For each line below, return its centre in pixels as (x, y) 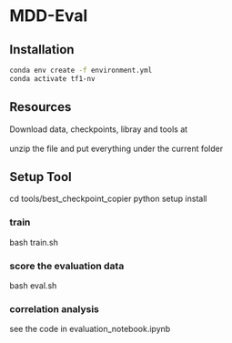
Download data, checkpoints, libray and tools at (99, 129)
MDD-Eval (49, 16)
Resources (40, 107)
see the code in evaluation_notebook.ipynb (90, 329)
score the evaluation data (67, 266)
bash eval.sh (33, 285)
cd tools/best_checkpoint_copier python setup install (108, 199)
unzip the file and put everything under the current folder (116, 148)
